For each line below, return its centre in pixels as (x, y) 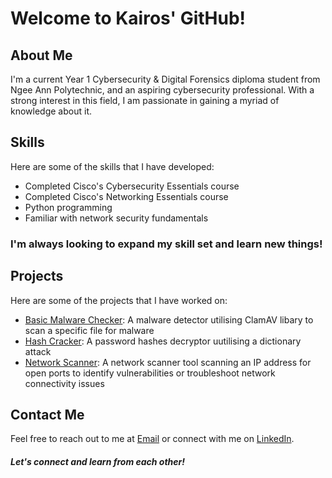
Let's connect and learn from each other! (98, 461)
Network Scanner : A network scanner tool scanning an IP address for (168, 362)
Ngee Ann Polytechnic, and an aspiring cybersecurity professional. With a (162, 90)
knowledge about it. (51, 111)
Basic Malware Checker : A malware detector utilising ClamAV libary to (169, 319)
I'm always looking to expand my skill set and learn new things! (166, 244)
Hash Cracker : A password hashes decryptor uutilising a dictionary (163, 341)
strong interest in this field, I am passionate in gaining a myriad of (145, 100)
